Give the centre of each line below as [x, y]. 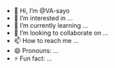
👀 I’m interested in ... [43, 18]
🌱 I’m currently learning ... [51, 25]
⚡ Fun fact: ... [33, 58]
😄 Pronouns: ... [36, 51]
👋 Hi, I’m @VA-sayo [41, 11]
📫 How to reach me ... [46, 41]
